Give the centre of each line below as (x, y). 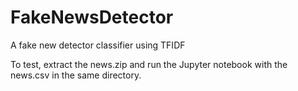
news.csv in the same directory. (76, 75)
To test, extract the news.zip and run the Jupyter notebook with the (149, 64)
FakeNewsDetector (92, 17)
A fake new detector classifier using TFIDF (98, 45)
